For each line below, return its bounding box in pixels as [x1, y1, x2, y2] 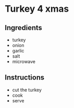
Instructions [5, 73, 44, 82]
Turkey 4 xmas [5, 3, 69, 15]
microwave [12, 59, 36, 64]
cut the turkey [12, 87, 42, 93]
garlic [12, 48, 24, 53]
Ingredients [5, 23, 42, 32]
